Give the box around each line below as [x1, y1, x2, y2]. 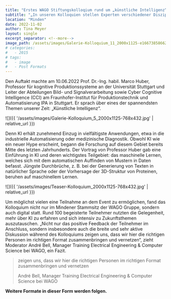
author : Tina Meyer [5, 26, 47, 32]
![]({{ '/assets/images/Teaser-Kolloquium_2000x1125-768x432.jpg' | [5, 184, 149, 190]
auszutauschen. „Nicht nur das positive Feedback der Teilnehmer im [5, 221, 149, 227]
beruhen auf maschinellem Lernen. [5, 174, 79, 180]
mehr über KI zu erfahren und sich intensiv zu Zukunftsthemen [5, 215, 137, 222]
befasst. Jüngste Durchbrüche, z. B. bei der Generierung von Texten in [5, 163, 154, 169]
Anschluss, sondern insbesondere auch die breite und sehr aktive [5, 226, 143, 232]
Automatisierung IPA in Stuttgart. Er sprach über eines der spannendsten [5, 100, 158, 106]
